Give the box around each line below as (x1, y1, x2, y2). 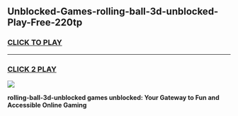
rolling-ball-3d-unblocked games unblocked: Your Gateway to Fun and (7, 93, 220, 101)
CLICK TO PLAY (7, 38, 62, 48)
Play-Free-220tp (7, 17, 83, 29)
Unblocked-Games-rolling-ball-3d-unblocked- (7, 6, 219, 18)
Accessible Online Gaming (7, 101, 87, 109)
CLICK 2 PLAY (7, 64, 57, 74)
